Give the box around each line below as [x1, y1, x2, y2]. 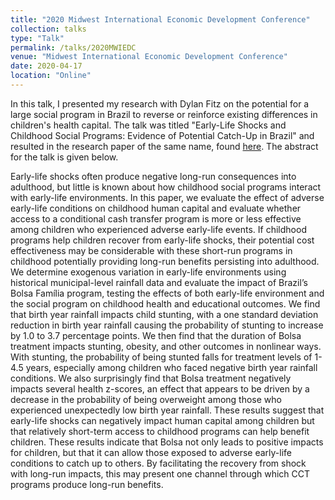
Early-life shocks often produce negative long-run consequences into [10, 170, 297, 182]
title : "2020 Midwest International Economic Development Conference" [10, 14, 311, 25]
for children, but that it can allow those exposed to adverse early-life [10, 446, 292, 458]
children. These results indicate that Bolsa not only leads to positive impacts [10, 436, 324, 448]
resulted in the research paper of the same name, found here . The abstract [10, 140, 319, 152]
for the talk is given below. [10, 151, 119, 163]
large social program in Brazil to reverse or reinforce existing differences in [10, 108, 318, 120]
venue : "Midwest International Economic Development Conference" [10, 52, 288, 62]
